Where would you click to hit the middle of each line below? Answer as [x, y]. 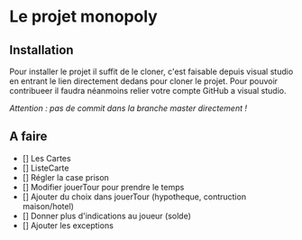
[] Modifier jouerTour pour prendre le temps [103, 187]
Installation [41, 50]
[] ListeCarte [46, 168]
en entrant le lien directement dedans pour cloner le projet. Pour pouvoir [143, 81]
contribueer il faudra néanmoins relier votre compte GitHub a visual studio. [148, 91]
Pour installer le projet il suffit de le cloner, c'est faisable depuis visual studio [151, 71]
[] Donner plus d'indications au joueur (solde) [107, 216]
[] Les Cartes [46, 158]
